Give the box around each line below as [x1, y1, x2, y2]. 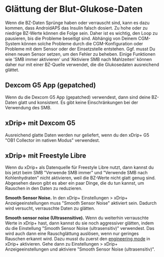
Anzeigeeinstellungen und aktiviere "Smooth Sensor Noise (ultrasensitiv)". [5, 246, 156, 252]
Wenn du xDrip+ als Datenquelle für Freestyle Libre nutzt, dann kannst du [5, 164, 154, 170]
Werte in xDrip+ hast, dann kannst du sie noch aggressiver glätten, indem [5, 220, 154, 226]
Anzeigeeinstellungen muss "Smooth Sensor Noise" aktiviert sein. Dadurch [5, 200, 157, 206]
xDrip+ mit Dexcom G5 [5, 119, 76, 128]
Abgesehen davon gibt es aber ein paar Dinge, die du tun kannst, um [5, 180, 144, 186]
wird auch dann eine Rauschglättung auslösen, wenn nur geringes [5, 230, 139, 237]
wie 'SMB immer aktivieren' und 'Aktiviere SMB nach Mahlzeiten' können [5, 56, 152, 62]
